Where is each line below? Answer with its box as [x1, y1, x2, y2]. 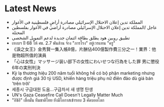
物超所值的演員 [16, 52, 47, 58]
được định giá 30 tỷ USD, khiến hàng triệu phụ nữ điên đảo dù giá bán [11, 75, 153, 81]
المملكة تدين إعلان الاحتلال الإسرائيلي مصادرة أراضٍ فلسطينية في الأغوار [11, 19, 143, 25]
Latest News [4, 3, 57, 14]
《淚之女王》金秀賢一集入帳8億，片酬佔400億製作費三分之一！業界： [11, 46, 152, 52]
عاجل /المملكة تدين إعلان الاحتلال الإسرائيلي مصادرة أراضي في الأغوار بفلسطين [11, 24, 158, 30]
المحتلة [11, 29, 25, 35]
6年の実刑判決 [11, 64, 41, 70]
